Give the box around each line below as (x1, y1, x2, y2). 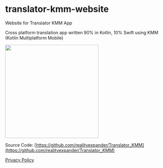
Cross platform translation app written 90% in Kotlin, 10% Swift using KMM (5, 29, 159, 35)
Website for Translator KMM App (5, 20, 73, 26)
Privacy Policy (5, 157, 34, 163)
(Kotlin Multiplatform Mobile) (5, 35, 64, 41)
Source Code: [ (5, 142, 36, 148)
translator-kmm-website (5, 3, 109, 15)
